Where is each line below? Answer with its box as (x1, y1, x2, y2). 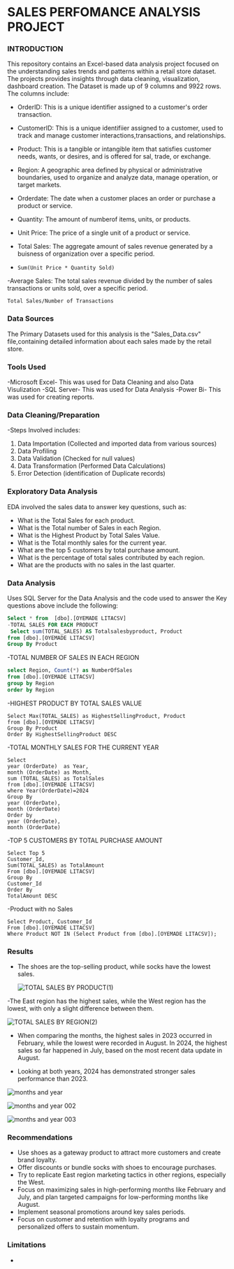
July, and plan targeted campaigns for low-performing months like (17, 1193, 208, 1201)
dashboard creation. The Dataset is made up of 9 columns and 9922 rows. (7, 82, 221, 91)
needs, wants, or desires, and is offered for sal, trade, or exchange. (17, 152, 211, 161)
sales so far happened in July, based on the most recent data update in (17, 1046, 222, 1055)
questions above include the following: (7, 601, 119, 610)
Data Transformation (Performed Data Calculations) (17, 462, 166, 470)
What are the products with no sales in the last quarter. (17, 560, 176, 569)
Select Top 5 (7, 849, 45, 856)
